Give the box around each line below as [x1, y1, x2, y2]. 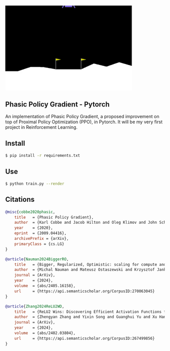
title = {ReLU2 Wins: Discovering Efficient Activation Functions [14, 309, 162, 314]
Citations [5, 195, 35, 204]
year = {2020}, [14, 225, 53, 231]
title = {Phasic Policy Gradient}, [14, 215, 94, 220]
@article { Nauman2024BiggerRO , [5, 257, 69, 262]
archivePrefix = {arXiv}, [14, 236, 69, 241]
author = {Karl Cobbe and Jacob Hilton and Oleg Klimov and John [14, 220, 157, 225]
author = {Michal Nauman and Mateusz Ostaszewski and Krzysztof [14, 267, 155, 272]
